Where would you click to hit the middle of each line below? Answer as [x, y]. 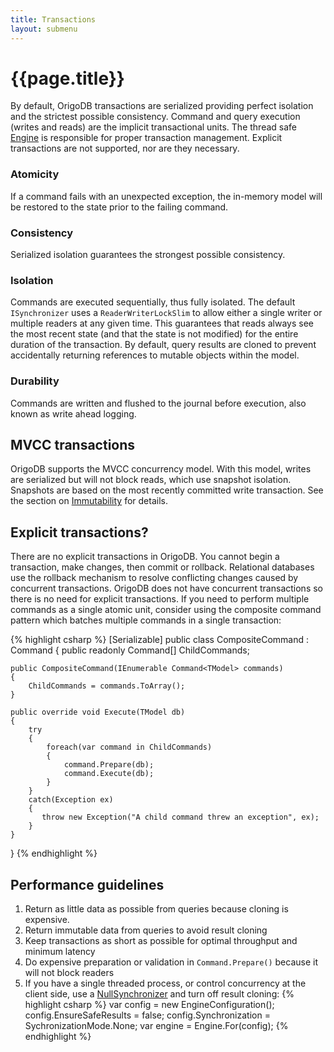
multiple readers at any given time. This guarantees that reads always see [162, 323]
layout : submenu [44, 29]
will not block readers [69, 973]
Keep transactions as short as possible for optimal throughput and [161, 941]
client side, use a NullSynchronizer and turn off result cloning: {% [159, 994]
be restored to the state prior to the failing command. [119, 207]
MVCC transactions [73, 445]
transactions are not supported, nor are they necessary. [125, 148]
